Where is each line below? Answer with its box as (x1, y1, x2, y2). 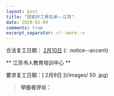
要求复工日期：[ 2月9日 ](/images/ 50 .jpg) (6, 72, 108, 79)
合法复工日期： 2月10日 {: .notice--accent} (6, 47, 109, 54)
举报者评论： (20, 84, 51, 91)
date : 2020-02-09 (6, 19, 49, 25)
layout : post (6, 8, 38, 15)
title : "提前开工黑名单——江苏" (6, 14, 74, 20)
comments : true (6, 24, 43, 31)
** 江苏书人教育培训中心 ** (6, 59, 71, 66)
